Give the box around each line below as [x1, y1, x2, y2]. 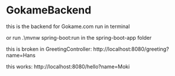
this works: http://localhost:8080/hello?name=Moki [6, 63, 130, 70]
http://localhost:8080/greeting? [93, 45, 169, 53]
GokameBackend [6, 4, 92, 17]
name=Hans [6, 51, 36, 58]
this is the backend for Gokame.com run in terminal [6, 23, 130, 30]
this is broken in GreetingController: [6, 45, 92, 53]
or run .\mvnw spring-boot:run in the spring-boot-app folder [6, 34, 152, 41]
